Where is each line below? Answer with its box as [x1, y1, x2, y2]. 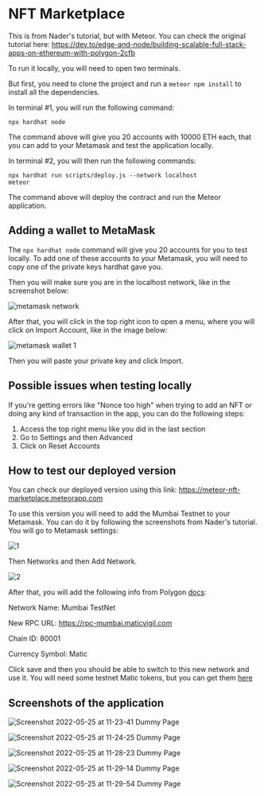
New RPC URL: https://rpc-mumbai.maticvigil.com [8, 618, 173, 628]
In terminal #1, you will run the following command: [8, 103, 175, 112]
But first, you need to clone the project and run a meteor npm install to [8, 79, 242, 88]
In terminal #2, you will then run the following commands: [8, 156, 196, 166]
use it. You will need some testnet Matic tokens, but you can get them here [8, 673, 253, 683]
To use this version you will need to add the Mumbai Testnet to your [8, 509, 231, 518]
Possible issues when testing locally [8, 379, 192, 392]
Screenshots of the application [8, 696, 165, 709]
